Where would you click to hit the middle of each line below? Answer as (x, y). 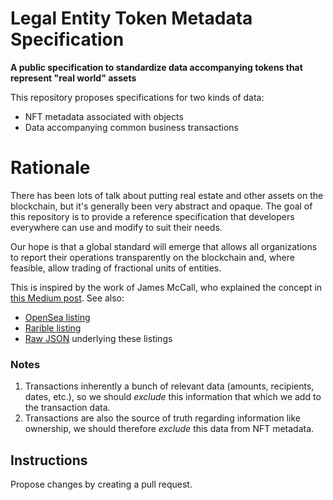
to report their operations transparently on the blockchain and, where (152, 257)
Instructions (49, 460)
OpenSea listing (57, 317)
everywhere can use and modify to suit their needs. (116, 227)
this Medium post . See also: (67, 298)
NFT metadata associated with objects (104, 116)
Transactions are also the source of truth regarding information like (162, 418)
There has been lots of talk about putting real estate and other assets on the (167, 195)
